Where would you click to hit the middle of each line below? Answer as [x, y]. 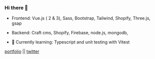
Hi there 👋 [16, 8]
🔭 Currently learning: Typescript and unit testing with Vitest [70, 42]
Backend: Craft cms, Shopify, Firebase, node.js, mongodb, [70, 33]
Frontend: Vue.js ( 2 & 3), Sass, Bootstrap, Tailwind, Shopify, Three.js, [81, 18]
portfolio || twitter [22, 52]
